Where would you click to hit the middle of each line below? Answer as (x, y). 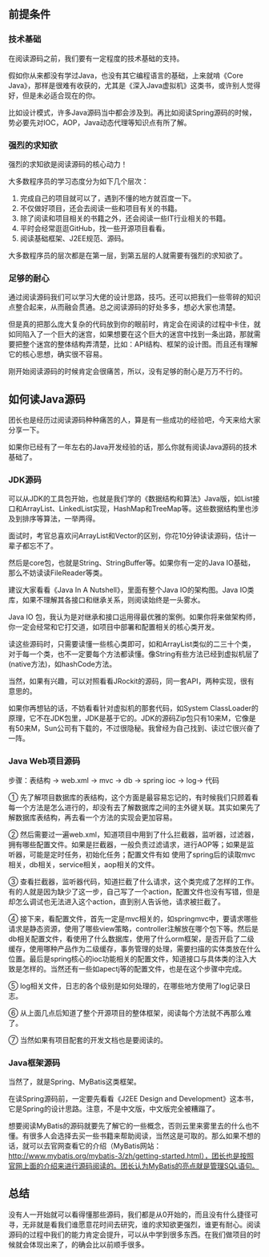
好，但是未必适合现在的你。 (54, 95)
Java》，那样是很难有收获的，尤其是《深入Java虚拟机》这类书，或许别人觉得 (134, 85)
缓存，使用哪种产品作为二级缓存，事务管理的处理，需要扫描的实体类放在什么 (134, 948)
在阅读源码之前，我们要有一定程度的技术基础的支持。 (96, 58)
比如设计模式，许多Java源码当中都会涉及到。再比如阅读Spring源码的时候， (132, 112)
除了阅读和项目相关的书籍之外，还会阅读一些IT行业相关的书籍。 (125, 218)
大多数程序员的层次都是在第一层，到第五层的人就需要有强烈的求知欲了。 (127, 255)
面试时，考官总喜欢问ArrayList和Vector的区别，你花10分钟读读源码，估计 (129, 536)
